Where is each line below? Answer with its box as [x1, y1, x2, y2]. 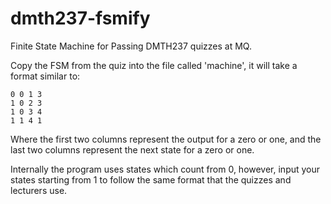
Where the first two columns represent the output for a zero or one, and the [10, 133, 322, 145]
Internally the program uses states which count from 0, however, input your [10, 163, 321, 175]
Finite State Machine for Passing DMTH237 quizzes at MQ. [10, 40, 252, 52]
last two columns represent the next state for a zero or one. [10, 143, 255, 156]
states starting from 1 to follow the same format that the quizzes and [10, 173, 292, 186]
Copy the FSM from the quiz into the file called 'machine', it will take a [10, 59, 298, 71]
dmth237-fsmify [10, 7, 151, 30]
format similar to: [10, 70, 81, 82]
